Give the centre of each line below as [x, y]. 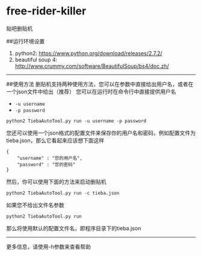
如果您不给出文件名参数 [35, 205]
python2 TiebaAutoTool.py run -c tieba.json [63, 193]
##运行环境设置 [26, 41]
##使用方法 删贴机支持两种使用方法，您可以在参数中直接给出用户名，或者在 [100, 84]
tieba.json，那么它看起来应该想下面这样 [55, 140]
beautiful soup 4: [36, 59]
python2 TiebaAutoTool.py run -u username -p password [76, 121]
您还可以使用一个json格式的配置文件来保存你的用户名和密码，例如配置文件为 [101, 133]
